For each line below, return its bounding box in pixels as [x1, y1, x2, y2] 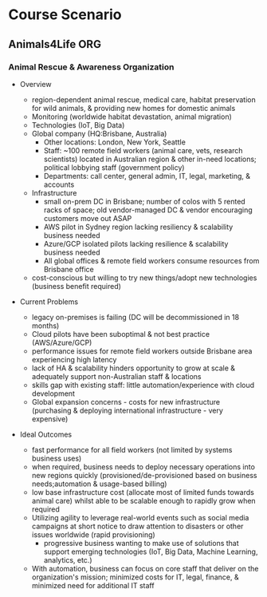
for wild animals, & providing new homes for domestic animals [31, 103, 236, 113]
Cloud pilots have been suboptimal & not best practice [31, 329, 210, 338]
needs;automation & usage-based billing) [31, 479, 167, 488]
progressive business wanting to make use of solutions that [43, 538, 239, 548]
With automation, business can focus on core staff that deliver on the [31, 563, 259, 573]
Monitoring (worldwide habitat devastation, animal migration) [31, 112, 233, 121]
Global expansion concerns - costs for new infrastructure [31, 397, 221, 406]
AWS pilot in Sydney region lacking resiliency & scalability [43, 222, 234, 231]
